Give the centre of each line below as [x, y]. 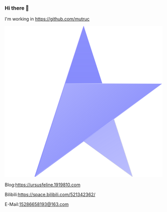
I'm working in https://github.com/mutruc [47, 19]
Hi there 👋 [17, 8]
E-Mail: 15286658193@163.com [37, 204]
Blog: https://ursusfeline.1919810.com [43, 185]
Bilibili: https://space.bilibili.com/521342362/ [50, 195]
